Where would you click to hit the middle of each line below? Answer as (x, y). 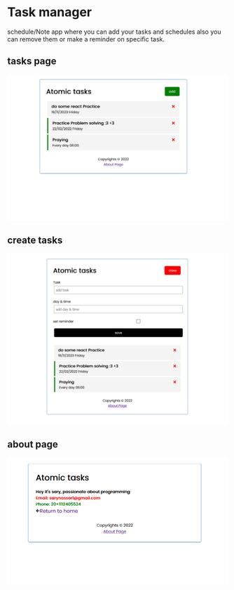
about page (33, 444)
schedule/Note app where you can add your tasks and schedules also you (114, 32)
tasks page (32, 61)
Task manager (50, 12)
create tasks (35, 241)
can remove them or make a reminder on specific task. (86, 39)
